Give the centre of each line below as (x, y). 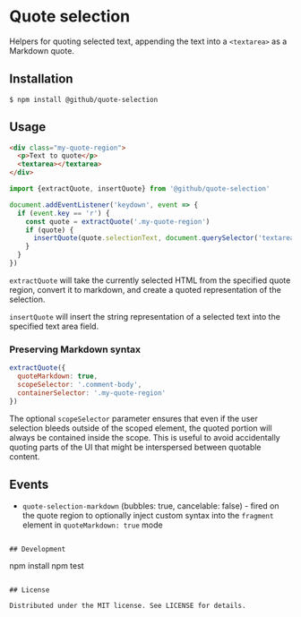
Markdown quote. (42, 50)
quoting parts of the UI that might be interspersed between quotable (135, 447)
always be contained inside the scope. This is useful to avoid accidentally (145, 437)
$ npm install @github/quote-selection (84, 99)
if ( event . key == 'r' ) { (64, 213)
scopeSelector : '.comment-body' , (80, 384)
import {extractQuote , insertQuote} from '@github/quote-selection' (140, 189)
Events (29, 484)
